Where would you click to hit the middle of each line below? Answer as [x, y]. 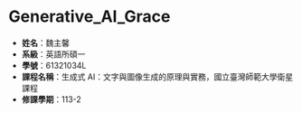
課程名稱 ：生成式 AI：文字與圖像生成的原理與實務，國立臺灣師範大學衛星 [157, 76]
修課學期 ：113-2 [52, 99]
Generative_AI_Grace [90, 17]
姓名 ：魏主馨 [45, 42]
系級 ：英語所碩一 [53, 54]
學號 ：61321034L [54, 65]
